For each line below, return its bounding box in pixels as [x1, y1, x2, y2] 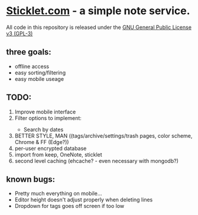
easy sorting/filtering [14, 69, 66, 76]
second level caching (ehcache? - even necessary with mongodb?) [14, 157, 178, 164]
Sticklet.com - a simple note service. [6, 4, 190, 18]
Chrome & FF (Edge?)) [14, 138, 69, 145]
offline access [14, 63, 49, 70]
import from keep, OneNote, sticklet [14, 151, 102, 158]
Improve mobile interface [14, 108, 76, 115]
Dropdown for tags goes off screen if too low [14, 203, 125, 210]
